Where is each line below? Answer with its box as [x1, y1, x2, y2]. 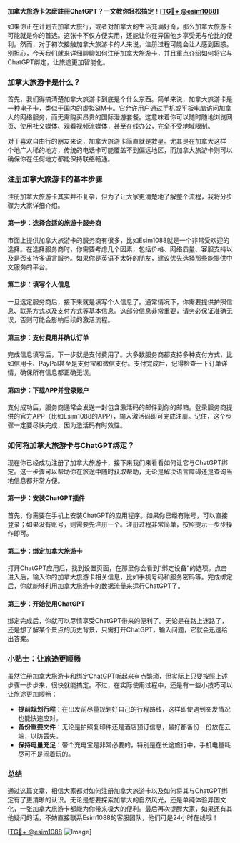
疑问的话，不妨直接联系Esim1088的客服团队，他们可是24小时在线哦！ [13, 813, 219, 822]
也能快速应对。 [17, 714, 62, 722]
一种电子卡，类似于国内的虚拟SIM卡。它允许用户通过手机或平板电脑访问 [7, 104, 219, 113]
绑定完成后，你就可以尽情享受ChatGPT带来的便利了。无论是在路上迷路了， [7, 617, 229, 625]
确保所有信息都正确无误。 [19, 368, 95, 377]
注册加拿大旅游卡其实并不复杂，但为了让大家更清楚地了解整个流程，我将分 [7, 192, 226, 201]
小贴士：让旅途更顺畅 [7, 654, 81, 664]
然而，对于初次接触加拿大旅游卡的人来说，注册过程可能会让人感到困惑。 [19, 40, 233, 49]
